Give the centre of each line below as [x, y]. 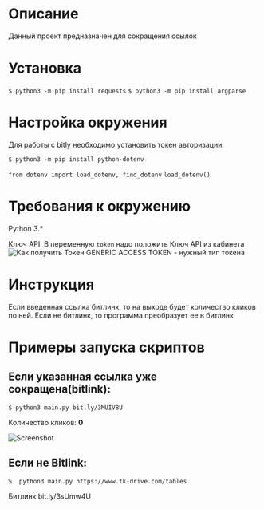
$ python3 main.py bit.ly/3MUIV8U [66, 408]
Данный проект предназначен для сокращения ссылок [102, 36]
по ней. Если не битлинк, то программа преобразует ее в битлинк [121, 315]
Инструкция [51, 284]
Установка [45, 68]
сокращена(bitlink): [60, 389]
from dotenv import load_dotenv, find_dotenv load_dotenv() [109, 175]
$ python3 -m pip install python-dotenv [77, 159]
